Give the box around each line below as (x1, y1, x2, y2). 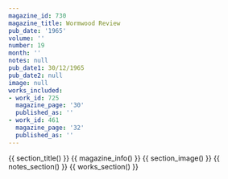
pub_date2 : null (8, 71, 63, 79)
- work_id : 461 (8, 116, 60, 124)
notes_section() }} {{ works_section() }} (8, 161, 139, 171)
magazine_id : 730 (8, 11, 67, 20)
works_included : (8, 86, 63, 95)
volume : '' (8, 34, 45, 43)
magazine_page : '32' (15, 124, 85, 132)
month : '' (8, 49, 42, 57)
